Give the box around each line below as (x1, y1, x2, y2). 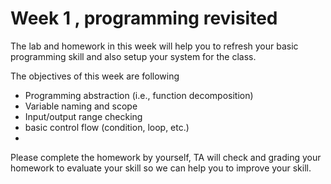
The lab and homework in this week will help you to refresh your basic (10, 40, 299, 52)
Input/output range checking (24, 110, 143, 122)
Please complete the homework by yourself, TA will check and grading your (10, 151, 322, 163)
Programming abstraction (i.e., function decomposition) (24, 89, 254, 101)
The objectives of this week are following (10, 70, 180, 82)
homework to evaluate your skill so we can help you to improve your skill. (10, 162, 312, 174)
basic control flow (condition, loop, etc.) (24, 121, 190, 133)
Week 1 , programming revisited (10, 7, 278, 30)
